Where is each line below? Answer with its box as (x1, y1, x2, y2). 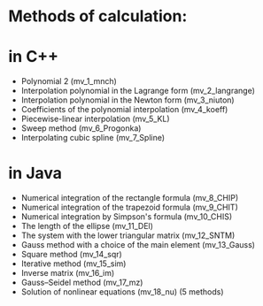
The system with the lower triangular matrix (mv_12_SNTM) (20, 230, 236, 241)
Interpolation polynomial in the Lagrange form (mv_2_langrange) (20, 86, 256, 96)
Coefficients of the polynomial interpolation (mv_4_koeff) (20, 104, 228, 115)
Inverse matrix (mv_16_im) (20, 268, 115, 279)
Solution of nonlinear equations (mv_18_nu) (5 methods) (20, 287, 224, 297)
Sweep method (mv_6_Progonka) (20, 123, 142, 134)
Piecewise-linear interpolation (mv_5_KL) (20, 113, 170, 125)
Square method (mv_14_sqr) (20, 249, 123, 260)
